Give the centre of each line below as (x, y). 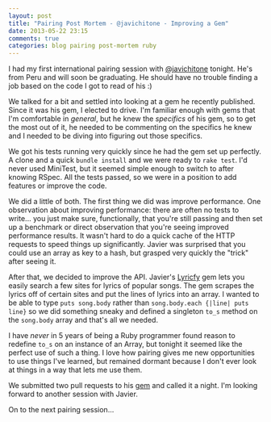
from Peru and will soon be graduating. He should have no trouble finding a (133, 77)
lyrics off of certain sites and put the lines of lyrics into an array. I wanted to (134, 295)
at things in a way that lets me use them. (75, 370)
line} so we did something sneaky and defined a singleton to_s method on (133, 311)
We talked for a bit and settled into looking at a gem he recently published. (132, 102)
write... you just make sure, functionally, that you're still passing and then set (135, 219)
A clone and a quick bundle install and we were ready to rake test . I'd (128, 160)
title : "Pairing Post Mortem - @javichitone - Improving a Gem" (119, 23)
